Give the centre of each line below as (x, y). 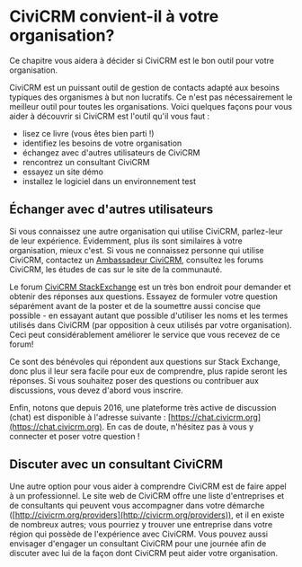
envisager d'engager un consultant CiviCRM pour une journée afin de (138, 543)
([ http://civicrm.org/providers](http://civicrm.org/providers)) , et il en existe (147, 515)
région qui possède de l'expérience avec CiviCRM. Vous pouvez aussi (138, 534)
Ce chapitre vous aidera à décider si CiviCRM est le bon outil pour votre (142, 60)
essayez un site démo (62, 172)
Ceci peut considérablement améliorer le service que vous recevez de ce (145, 334)
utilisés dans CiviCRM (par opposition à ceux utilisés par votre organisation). (151, 324)
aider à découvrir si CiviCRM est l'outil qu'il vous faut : (110, 116)
